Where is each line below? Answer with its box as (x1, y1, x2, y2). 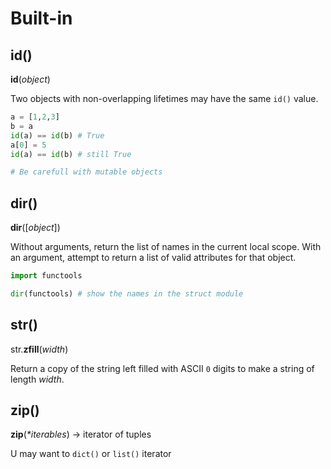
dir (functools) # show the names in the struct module (10, 288, 244, 299)
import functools (10, 271, 83, 281)
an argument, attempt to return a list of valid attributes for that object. (10, 252, 297, 264)
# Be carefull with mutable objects (10, 167, 163, 177)
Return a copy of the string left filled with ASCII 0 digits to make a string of (10, 362, 315, 374)
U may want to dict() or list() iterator (10, 448, 172, 460)
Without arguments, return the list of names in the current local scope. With (10, 241, 322, 253)
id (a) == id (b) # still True (10, 149, 132, 159)
